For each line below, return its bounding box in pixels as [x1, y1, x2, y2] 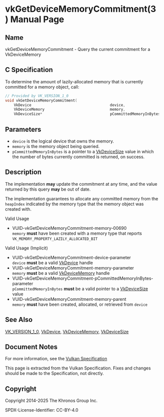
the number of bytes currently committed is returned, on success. [12, 154, 145, 160]
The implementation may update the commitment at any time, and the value [5, 181, 158, 187]
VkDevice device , [14, 102, 125, 107]
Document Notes [5, 343, 58, 351]
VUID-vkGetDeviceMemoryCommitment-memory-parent [12, 296, 126, 302]
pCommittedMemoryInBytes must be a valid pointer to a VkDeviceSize [12, 286, 148, 292]
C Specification [5, 66, 53, 74]
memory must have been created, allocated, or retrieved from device [12, 301, 148, 307]
